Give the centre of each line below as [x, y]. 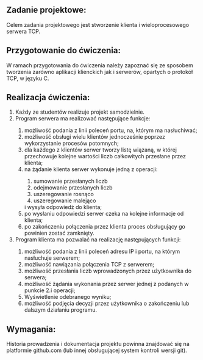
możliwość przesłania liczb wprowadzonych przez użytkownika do [108, 271]
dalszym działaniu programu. [61, 310]
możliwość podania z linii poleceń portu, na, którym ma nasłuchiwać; [111, 130]
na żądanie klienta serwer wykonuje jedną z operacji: [91, 169]
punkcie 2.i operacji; [50, 290]
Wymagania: [31, 329]
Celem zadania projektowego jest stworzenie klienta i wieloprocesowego [98, 24]
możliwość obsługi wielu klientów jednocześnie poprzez [95, 137]
